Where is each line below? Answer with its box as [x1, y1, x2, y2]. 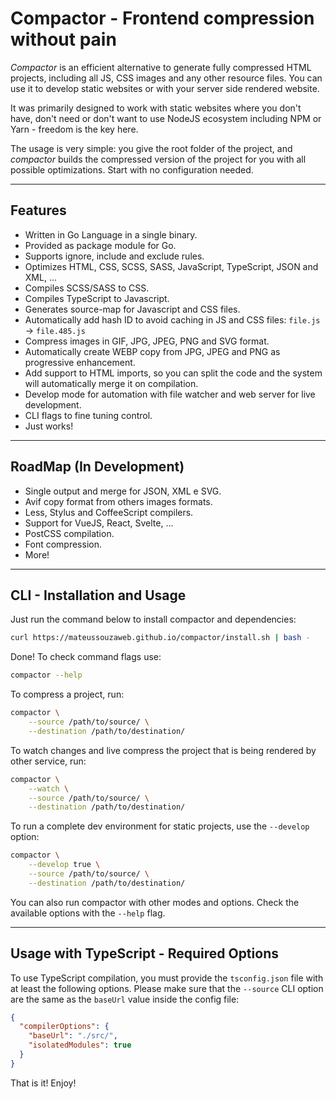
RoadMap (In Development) [10, 458, 185, 476]
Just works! [24, 420, 74, 432]
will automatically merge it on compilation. [24, 377, 199, 389]
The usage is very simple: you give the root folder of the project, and [10, 142, 293, 154]
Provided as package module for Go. [24, 239, 177, 251]
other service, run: [10, 755, 87, 767]
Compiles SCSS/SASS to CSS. [24, 282, 150, 294]
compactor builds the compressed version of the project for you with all [10, 153, 307, 165]
